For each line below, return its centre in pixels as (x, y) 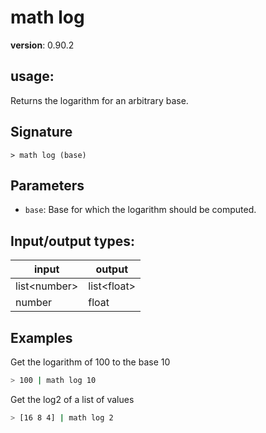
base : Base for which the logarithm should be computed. (140, 210)
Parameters (47, 185)
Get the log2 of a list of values (72, 399)
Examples (41, 337)
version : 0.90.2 (42, 45)
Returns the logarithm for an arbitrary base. (99, 100)
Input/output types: (73, 241)
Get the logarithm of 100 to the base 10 (90, 362)
